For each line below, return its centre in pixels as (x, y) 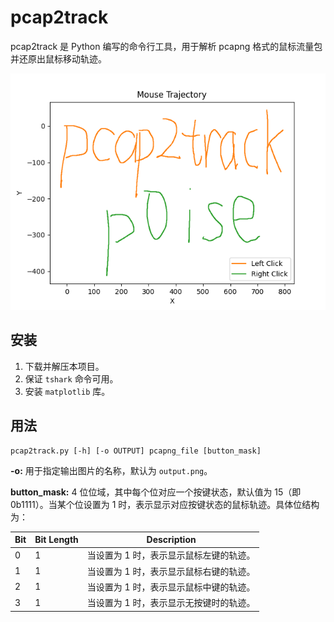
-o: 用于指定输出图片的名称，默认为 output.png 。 (111, 470)
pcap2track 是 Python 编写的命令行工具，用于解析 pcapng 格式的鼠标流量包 (166, 46)
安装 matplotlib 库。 (67, 391)
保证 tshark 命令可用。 (71, 378)
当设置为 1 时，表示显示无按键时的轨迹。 (171, 603)
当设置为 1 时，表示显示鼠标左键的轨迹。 (171, 555)
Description (171, 540)
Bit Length (56, 540)
